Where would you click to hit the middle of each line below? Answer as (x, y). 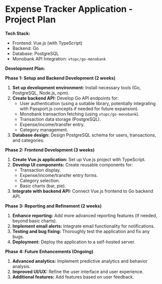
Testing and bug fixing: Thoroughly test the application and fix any (81, 231)
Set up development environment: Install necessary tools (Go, (77, 87)
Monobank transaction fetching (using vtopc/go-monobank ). (80, 114)
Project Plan (30, 20)
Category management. (44, 129)
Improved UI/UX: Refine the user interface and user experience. (78, 272)
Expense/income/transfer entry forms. (59, 175)
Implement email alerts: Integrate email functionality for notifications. (83, 226)
